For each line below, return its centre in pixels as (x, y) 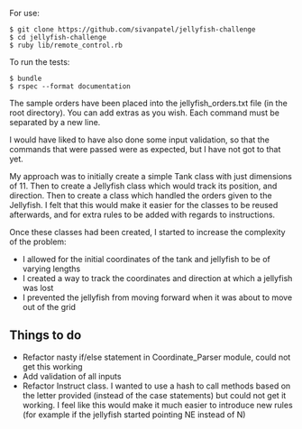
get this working (52, 366)
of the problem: (38, 242)
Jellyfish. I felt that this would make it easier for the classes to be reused (144, 205)
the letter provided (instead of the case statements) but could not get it (154, 395)
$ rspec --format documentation (70, 87)
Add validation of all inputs (72, 376)
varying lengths (51, 269)
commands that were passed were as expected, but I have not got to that (145, 149)
